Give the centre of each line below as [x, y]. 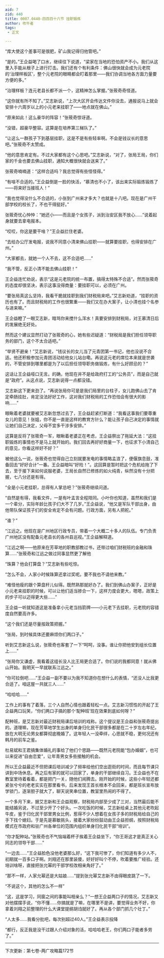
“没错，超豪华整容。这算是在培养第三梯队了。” [51, 128]
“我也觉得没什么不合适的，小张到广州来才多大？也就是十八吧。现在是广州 [79, 198]
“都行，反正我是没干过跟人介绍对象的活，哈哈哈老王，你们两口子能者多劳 [79, 930]
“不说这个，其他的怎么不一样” [35, 886]
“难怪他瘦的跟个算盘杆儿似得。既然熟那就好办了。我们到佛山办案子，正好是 [81, 585]
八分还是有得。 [33, 477]
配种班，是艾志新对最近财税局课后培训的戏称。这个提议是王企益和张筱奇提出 [82, 721]
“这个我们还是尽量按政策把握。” [36, 624]
